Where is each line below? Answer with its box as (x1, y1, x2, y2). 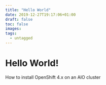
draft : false (5, 17, 33, 22)
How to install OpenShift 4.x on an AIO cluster (5, 74, 101, 80)
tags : (5, 31, 17, 36)
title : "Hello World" (5, 7, 51, 13)
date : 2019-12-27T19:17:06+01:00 (5, 12, 76, 17)
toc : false (5, 21, 28, 27)
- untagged (10, 36, 33, 41)
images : (5, 26, 22, 31)
